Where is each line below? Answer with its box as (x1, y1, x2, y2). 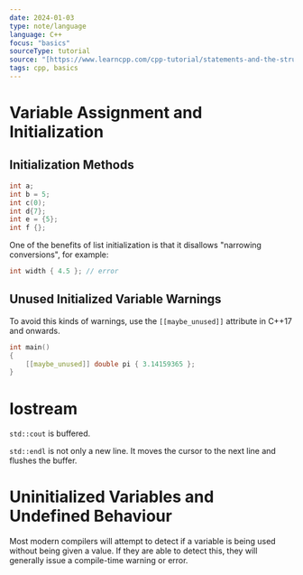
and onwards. (9, 325, 60, 336)
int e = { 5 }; (9, 215, 59, 224)
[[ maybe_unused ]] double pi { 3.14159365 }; (25, 359, 196, 368)
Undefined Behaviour (9, 506, 173, 526)
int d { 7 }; (9, 207, 47, 216)
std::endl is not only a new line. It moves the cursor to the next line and (9, 446, 277, 457)
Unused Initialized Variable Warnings (9, 292, 222, 307)
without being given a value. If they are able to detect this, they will (9, 545, 258, 556)
